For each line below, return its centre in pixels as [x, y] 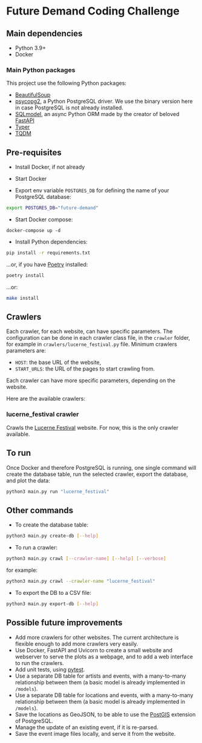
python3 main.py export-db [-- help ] [52, 604]
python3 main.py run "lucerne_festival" [58, 492]
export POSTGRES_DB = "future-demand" [52, 208]
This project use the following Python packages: [67, 83]
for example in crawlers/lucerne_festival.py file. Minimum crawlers [92, 344]
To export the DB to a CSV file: [53, 592]
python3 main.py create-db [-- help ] [52, 536]
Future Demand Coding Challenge [93, 11]
